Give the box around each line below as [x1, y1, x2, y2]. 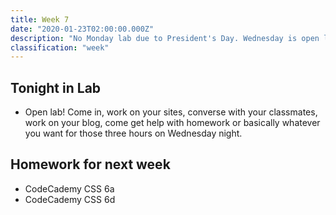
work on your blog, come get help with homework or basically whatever [24, 117, 321, 129]
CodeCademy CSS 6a [24, 182, 115, 195]
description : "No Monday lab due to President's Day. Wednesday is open [10, 33, 320, 43]
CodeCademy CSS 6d [24, 193, 116, 205]
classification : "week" [10, 42, 110, 53]
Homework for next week [10, 156, 171, 173]
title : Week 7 [10, 14, 70, 25]
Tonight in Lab [10, 79, 102, 96]
